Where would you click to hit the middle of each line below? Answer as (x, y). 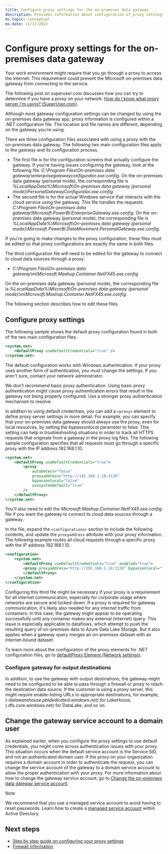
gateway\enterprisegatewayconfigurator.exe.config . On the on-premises (87, 176)
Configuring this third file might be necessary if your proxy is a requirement (83, 592)
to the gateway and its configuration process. (52, 150)
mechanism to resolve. (28, 401)
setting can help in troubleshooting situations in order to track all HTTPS (79, 432)
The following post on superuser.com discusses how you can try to (74, 94)
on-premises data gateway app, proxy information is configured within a (79, 119)
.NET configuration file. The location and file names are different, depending (84, 124)
